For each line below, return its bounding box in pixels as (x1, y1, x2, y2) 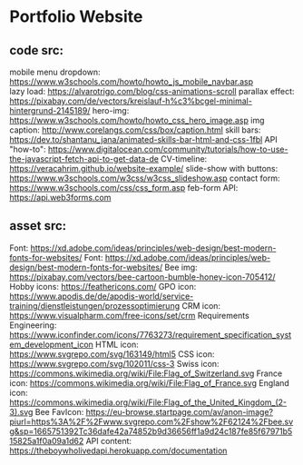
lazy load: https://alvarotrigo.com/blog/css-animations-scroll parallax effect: (9, 86, 295, 96)
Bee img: (164, 262, 198, 272)
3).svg (9, 406, 34, 417)
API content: (85, 435, 132, 446)
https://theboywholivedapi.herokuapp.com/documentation (9, 445, 228, 456)
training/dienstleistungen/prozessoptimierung (9, 300, 180, 311)
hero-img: (92, 105, 130, 115)
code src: (9, 43, 64, 58)
